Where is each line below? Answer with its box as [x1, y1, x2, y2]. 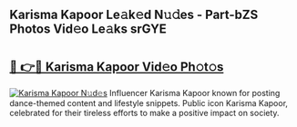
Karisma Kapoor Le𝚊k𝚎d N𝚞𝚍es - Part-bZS [9, 7, 259, 23]
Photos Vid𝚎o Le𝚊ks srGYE [9, 22, 167, 37]
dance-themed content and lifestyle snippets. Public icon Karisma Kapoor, [9, 98, 289, 108]
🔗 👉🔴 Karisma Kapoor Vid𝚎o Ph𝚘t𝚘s [9, 59, 224, 74]
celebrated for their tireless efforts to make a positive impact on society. [9, 108, 280, 118]
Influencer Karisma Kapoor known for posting [108, 88, 281, 98]
